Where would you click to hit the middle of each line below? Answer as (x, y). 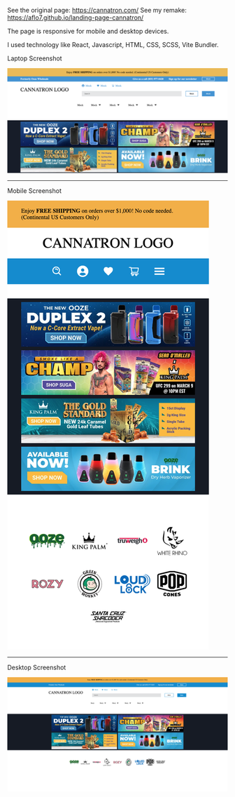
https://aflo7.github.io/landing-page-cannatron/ (76, 18)
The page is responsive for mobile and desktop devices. (88, 31)
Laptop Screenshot (35, 58)
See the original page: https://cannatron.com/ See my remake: (97, 10)
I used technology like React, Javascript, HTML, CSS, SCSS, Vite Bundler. (113, 45)
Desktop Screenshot (37, 667)
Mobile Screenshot (34, 190)
